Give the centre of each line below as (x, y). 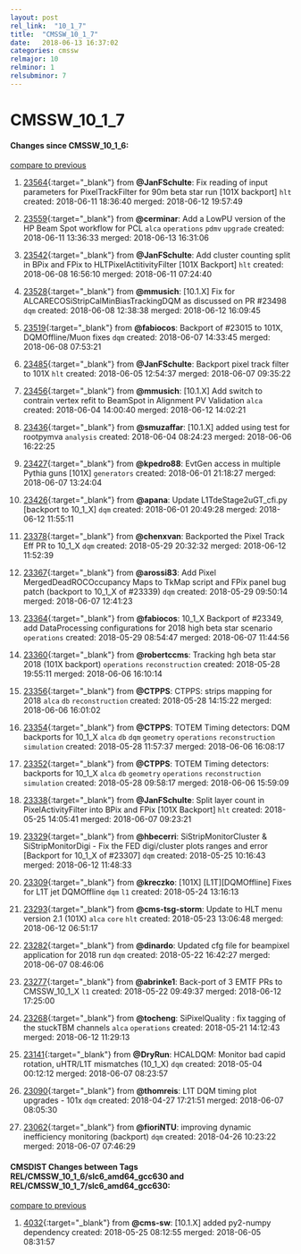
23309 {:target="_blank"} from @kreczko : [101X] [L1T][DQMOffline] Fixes (157, 883)
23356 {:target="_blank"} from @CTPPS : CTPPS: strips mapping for (148, 691)
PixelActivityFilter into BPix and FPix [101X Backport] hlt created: (142, 809)
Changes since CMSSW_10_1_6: (69, 145)
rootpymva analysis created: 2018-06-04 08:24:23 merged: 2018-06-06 (157, 437)
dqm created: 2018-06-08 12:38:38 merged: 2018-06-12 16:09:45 (142, 310)
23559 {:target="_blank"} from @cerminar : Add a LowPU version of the (154, 219)
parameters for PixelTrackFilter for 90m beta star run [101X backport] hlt (157, 192)
